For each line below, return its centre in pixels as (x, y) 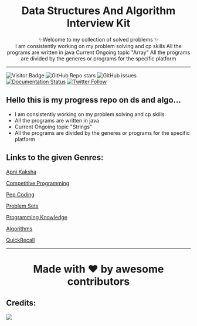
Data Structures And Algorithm (98, 11)
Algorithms (19, 228)
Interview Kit (98, 23)
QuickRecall (21, 240)
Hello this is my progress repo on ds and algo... (94, 100)
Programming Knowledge (37, 217)
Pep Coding (20, 194)
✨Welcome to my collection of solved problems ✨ (98, 39)
